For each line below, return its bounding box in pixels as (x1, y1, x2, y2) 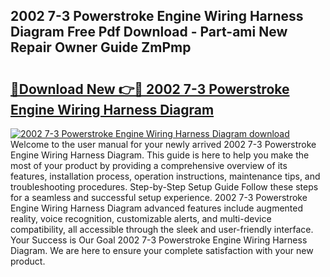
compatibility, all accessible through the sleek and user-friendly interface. (10, 224, 314, 235)
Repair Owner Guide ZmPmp (10, 39, 192, 56)
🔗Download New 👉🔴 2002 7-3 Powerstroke (10, 80, 290, 98)
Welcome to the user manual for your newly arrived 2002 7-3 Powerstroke (10, 139, 317, 150)
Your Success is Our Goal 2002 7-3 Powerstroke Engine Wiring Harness (10, 234, 308, 246)
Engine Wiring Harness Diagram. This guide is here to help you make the (10, 149, 310, 161)
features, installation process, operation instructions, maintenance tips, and (10, 170, 321, 182)
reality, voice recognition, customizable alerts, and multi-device (10, 213, 272, 224)
